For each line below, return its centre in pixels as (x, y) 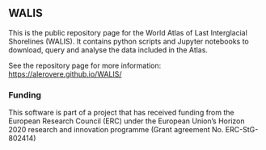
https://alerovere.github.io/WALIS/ (65, 74)
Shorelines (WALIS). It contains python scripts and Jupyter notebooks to (129, 41)
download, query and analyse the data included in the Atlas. (108, 50)
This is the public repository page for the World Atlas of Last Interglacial (128, 32)
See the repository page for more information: (85, 65)
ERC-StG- (242, 130)
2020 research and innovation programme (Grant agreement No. (116, 130)
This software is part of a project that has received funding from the (121, 113)
